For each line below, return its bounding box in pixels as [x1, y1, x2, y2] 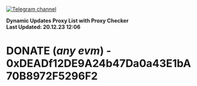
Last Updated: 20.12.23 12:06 [6, 24, 81, 30]
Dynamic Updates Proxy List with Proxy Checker [6, 17, 129, 24]
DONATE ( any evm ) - [6, 44, 112, 58]
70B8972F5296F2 [6, 69, 98, 83]
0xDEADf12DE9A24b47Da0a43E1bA [6, 57, 191, 71]
